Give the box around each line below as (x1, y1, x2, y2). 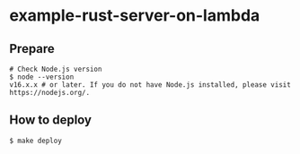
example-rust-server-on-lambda (9, 5, 260, 26)
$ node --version (9, 73, 75, 81)
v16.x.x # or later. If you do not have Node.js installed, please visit (9, 81, 292, 90)
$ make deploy (9, 136, 63, 145)
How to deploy (9, 113, 93, 128)
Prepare (9, 41, 56, 56)
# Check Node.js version (9, 64, 102, 73)
